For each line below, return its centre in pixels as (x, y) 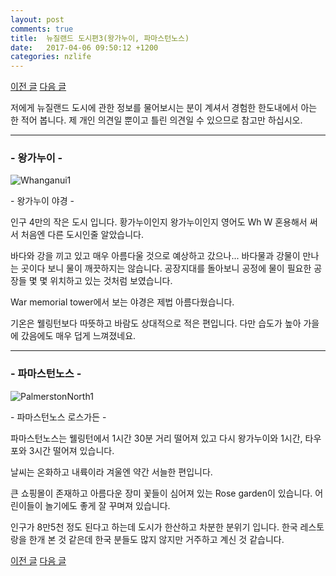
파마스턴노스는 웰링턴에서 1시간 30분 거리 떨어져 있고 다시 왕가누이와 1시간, (156, 438)
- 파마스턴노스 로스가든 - (58, 417)
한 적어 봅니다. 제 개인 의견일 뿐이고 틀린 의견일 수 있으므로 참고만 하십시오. (156, 120)
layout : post (37, 19)
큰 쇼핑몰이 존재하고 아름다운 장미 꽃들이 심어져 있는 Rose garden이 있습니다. (161, 493)
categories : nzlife (51, 57)
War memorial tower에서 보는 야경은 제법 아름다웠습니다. (122, 302)
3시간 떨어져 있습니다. (71, 450)
